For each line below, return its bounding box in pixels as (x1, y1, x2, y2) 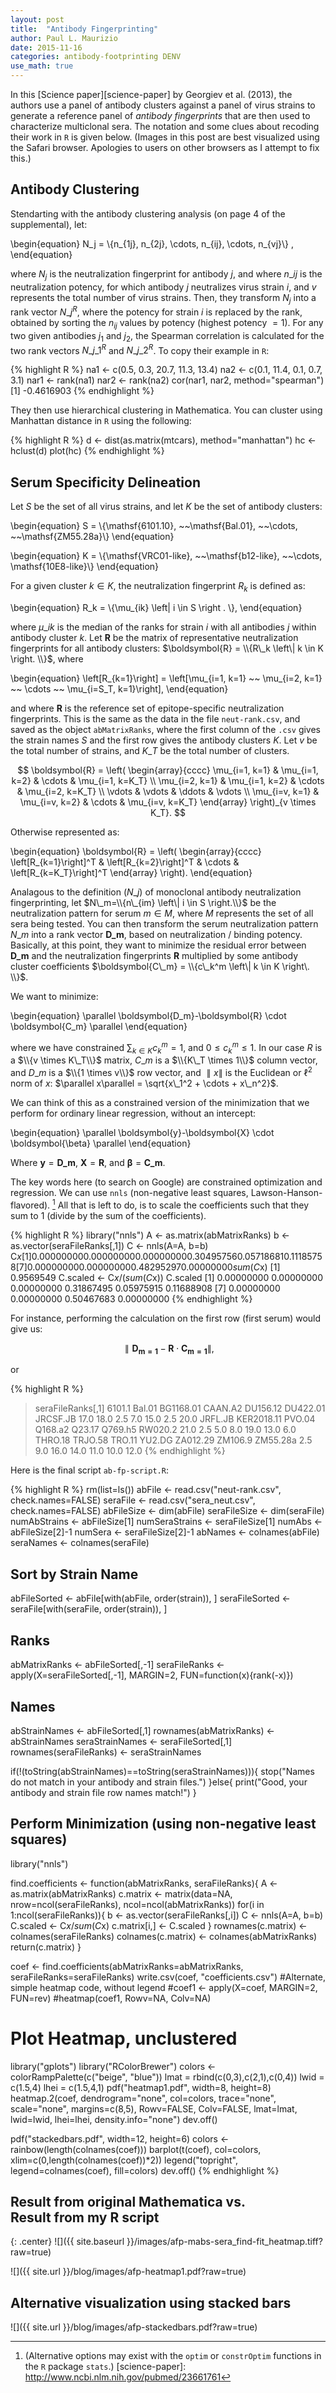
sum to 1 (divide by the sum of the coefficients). (10, 1209, 207, 1221)
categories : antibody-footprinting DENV (10, 52, 182, 62)
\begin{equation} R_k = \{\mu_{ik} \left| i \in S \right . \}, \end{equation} (10, 601, 303, 613)
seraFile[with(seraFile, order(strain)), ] (10, 1603, 168, 1615)
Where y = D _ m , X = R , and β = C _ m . (10, 1157, 166, 1169)
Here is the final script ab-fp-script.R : (10, 1464, 169, 1476)
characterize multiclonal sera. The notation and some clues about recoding (10, 121, 320, 132)
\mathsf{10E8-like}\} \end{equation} (10, 561, 160, 573)
